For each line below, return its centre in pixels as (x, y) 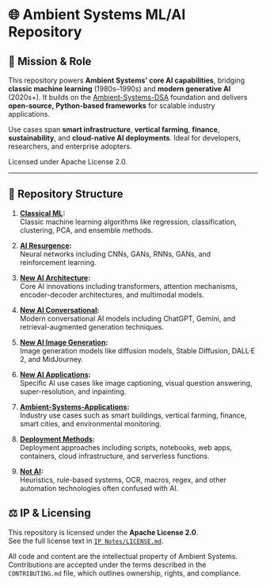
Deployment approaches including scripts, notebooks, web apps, (126, 447)
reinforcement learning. (58, 262)
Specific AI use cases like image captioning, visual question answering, (136, 383)
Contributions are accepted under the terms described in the (107, 565)
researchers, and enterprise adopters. (70, 146)
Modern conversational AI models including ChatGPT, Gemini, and (127, 318)
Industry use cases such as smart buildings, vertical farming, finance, (133, 415)
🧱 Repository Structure (66, 194)
